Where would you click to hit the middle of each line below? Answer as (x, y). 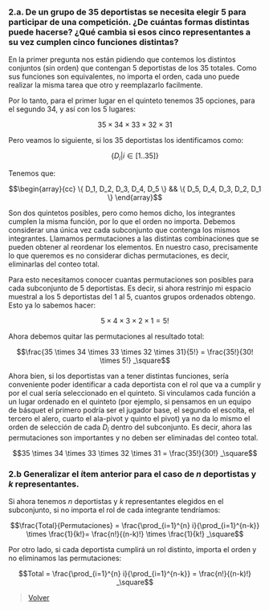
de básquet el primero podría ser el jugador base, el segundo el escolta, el (131, 410)
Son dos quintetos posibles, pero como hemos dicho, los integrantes (122, 213)
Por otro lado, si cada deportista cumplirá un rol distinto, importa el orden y (132, 550)
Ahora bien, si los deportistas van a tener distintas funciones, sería (118, 376)
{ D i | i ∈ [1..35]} (135, 157)
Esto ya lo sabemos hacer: (52, 305)
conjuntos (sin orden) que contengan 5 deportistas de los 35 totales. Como (132, 68)
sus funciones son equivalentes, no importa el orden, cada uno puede (124, 77)
